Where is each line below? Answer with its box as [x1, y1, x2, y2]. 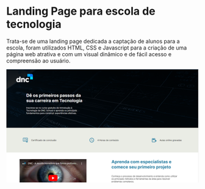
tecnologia [6, 17, 62, 31]
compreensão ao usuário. [6, 57, 71, 64]
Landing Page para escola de [6, 4, 156, 18]
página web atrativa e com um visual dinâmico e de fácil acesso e [6, 50, 172, 57]
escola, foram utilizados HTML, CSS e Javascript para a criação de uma [6, 44, 187, 51]
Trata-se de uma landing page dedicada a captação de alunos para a [6, 37, 180, 45]
